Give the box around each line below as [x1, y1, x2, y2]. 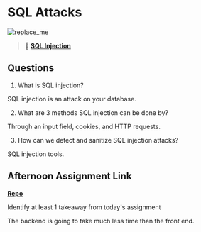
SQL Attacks [7, 4, 82, 21]
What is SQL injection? [17, 81, 84, 89]
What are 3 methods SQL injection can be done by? [17, 108, 169, 117]
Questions [7, 62, 55, 74]
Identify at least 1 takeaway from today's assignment [7, 203, 161, 211]
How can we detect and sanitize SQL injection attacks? [17, 136, 179, 144]
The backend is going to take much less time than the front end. [7, 216, 195, 225]
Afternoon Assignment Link [7, 170, 132, 182]
